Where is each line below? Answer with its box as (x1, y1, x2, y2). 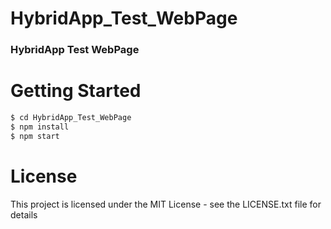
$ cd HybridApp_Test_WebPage (10, 113, 132, 123)
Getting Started (10, 80, 142, 102)
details (10, 208, 38, 221)
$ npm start (10, 131, 60, 141)
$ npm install (10, 122, 70, 132)
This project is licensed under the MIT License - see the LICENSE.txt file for (10, 198, 322, 210)
